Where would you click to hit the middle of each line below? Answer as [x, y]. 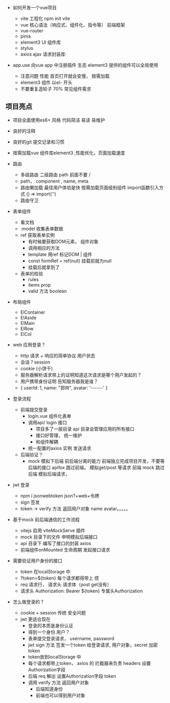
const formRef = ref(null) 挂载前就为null [70, 261]
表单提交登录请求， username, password [71, 638]
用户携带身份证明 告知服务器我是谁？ [59, 381]
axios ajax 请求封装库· [43, 54]
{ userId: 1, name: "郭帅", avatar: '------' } [64, 388]
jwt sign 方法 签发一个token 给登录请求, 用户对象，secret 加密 [93, 645]
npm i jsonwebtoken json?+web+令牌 [60, 496]
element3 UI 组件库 [41, 42]
